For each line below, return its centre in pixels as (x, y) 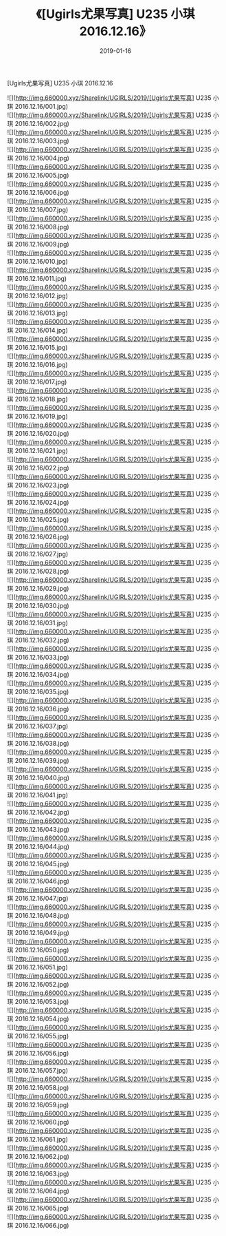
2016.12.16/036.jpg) (42, 709)
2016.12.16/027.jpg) (42, 554)
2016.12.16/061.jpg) (42, 1139)
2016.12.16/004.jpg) (42, 158)
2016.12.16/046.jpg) (42, 881)
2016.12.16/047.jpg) (42, 898)
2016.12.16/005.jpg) (42, 175)
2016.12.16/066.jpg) (42, 1225)
